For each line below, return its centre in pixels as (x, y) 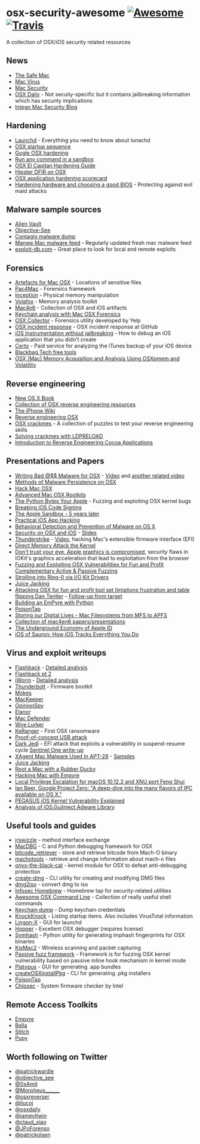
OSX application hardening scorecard (61, 178)
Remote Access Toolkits (52, 1005)
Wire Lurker (29, 724)
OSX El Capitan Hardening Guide (55, 165)
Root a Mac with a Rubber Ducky (55, 769)
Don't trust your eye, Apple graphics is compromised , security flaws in (101, 552)
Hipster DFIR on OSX (41, 172)
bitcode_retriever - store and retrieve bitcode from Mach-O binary (96, 853)
